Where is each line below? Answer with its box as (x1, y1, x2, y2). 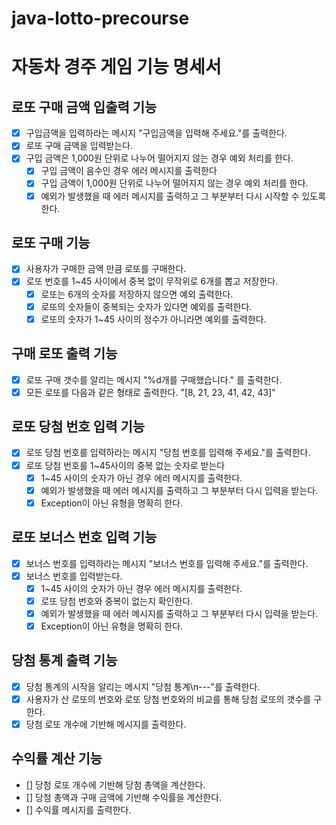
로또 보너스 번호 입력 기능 (11, 529, 158, 546)
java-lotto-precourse (11, 7, 190, 30)
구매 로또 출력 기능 (11, 345, 118, 362)
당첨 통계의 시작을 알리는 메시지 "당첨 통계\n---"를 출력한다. (25, 680, 261, 692)
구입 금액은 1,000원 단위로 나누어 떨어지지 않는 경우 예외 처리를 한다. (25, 152, 294, 164)
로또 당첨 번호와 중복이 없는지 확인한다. (40, 595, 194, 607)
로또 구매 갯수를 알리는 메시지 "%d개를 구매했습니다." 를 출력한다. (25, 373, 283, 386)
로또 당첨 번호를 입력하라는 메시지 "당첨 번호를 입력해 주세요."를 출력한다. (25, 447, 311, 459)
